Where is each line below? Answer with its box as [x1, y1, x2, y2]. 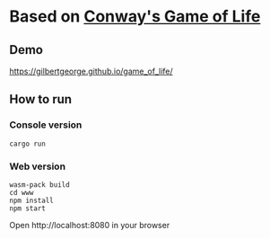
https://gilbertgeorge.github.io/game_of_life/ [9, 66, 173, 76]
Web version [9, 160, 65, 173]
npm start [9, 204, 47, 213]
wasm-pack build [9, 180, 70, 190]
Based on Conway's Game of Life [9, 6, 261, 27]
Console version [9, 119, 83, 131]
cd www [9, 188, 34, 197]
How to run [9, 92, 73, 107]
